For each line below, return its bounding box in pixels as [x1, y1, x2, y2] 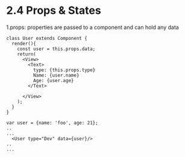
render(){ [11, 40, 36, 46]
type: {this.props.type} [33, 67, 96, 73]
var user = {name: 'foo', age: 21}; [6, 120, 98, 126]
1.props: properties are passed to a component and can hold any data [6, 24, 179, 31]
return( [17, 51, 36, 57]
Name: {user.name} [33, 72, 80, 78]
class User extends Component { [6, 35, 87, 41]
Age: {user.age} [33, 77, 74, 83]
